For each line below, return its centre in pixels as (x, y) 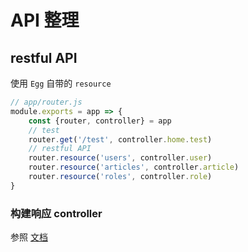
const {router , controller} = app (100, 121)
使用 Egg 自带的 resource (61, 83)
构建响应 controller (56, 213)
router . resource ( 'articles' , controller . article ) (134, 167)
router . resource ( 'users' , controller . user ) (120, 158)
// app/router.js (46, 102)
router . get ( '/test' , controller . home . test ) (120, 139)
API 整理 (45, 20)
